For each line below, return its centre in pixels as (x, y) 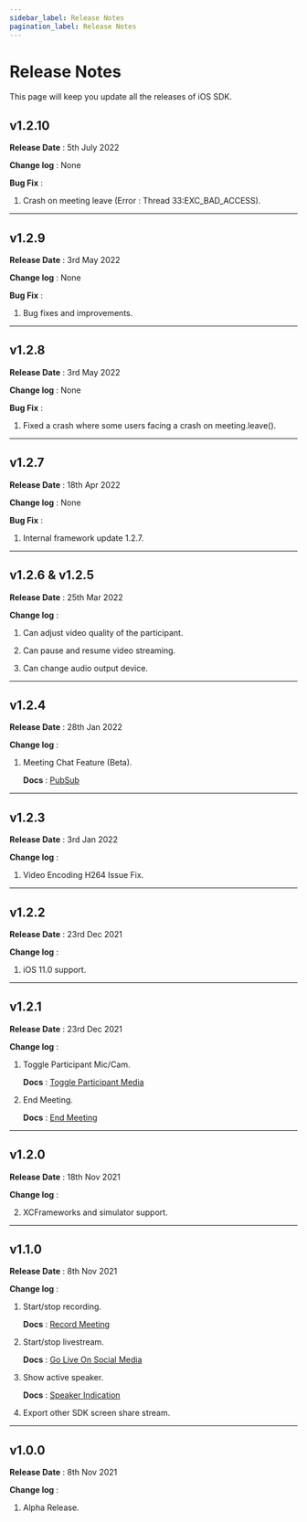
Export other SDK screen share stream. (96, 1413)
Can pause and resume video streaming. (99, 650)
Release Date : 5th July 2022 (64, 148)
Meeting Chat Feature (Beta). (77, 763)
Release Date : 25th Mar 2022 (66, 597)
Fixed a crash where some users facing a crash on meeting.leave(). (149, 425)
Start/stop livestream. (64, 1342)
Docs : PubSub (51, 780)
